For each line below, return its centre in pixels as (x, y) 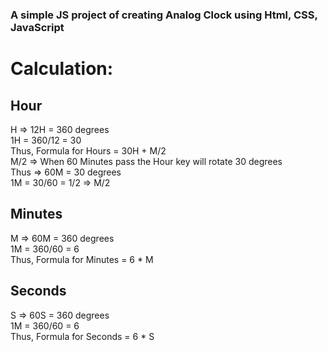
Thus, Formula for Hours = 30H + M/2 (88, 150)
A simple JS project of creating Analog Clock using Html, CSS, (164, 15)
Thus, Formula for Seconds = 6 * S (82, 336)
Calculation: (62, 69)
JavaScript (37, 27)
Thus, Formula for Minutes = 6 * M (82, 259)
